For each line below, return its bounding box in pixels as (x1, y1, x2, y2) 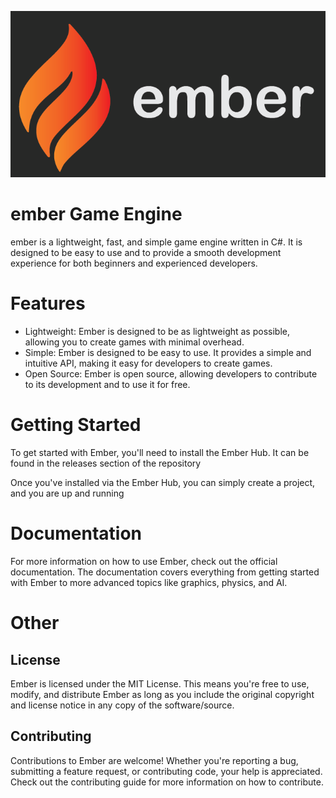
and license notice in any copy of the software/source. (10, 699, 235, 711)
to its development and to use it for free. (24, 379, 191, 391)
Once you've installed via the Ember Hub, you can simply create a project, (10, 477, 316, 489)
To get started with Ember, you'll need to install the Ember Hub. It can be (10, 447, 310, 459)
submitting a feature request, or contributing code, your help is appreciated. (10, 765, 323, 777)
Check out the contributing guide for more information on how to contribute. (10, 776, 324, 788)
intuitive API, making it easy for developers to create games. (24, 357, 273, 370)
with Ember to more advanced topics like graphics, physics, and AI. (10, 576, 288, 588)
